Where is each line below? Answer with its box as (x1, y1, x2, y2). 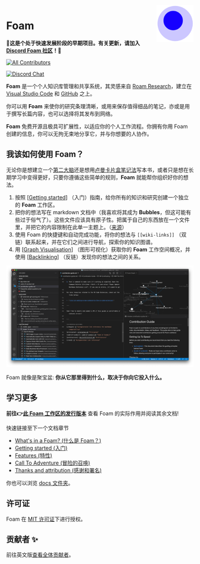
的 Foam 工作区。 (14, 201, 58, 208)
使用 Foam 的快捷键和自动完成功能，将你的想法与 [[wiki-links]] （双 (14, 231, 187, 238)
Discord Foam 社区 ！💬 (6, 46, 62, 54)
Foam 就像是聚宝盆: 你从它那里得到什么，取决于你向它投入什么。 (6, 374, 165, 381)
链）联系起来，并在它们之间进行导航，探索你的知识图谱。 (14, 238, 156, 245)
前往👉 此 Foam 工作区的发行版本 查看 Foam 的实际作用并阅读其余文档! (6, 409, 179, 417)
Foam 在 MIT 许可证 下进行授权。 (6, 515, 86, 522)
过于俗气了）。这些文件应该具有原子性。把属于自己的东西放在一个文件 (20, 216, 190, 223)
